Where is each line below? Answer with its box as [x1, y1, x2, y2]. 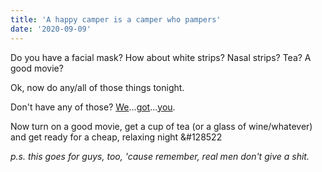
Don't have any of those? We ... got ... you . [10, 101, 176, 113]
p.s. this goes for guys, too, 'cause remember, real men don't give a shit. [10, 150, 310, 162]
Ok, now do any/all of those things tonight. [10, 81, 185, 93]
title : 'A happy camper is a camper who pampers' [10, 14, 222, 25]
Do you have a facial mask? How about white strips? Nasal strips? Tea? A [10, 51, 312, 63]
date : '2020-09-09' [10, 24, 92, 34]
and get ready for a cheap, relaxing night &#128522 [10, 131, 223, 143]
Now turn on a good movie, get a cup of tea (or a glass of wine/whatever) [10, 120, 313, 132]
